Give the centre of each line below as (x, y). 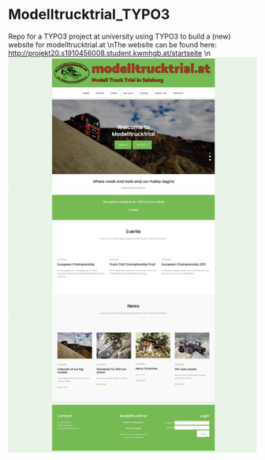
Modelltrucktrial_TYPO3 (89, 15)
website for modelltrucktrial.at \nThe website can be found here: (112, 44)
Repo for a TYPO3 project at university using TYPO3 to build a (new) (119, 36)
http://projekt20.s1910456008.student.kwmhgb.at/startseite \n (110, 53)
